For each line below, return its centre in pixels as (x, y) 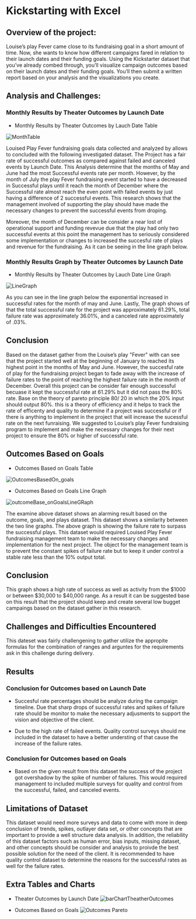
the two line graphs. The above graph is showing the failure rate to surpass (96, 526)
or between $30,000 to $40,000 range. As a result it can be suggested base (98, 596)
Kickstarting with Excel (63, 11)
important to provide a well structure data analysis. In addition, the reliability (97, 835)
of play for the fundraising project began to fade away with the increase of (95, 373)
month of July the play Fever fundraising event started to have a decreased (97, 179)
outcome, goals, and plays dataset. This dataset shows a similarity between (97, 520)
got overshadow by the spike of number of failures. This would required (101, 778)
